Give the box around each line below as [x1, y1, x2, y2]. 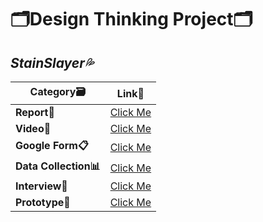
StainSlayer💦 [10, 54, 94, 71]
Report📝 [15, 106, 55, 119]
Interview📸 [15, 179, 68, 193]
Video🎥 [15, 122, 52, 135]
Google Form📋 [15, 139, 89, 152]
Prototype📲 [15, 196, 71, 209]
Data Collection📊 [15, 159, 101, 173]
